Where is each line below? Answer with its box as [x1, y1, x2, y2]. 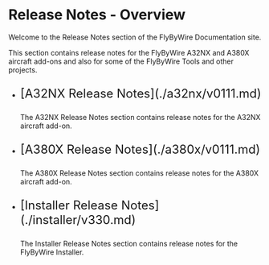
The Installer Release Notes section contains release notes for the [19, 238, 238, 248]
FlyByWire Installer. [19, 247, 84, 257]
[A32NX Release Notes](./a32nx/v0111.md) [19, 85, 262, 101]
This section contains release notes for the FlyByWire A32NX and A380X [8, 48, 250, 57]
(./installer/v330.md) [19, 212, 137, 227]
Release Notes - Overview [8, 6, 186, 24]
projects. [8, 64, 38, 74]
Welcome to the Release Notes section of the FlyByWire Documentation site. [8, 32, 262, 42]
